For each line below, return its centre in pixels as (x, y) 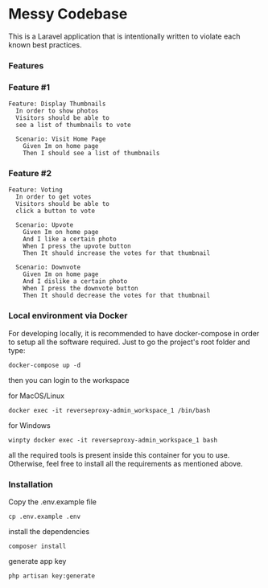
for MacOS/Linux (37, 396)
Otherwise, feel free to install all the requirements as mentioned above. (126, 463)
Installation (31, 484)
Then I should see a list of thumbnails (91, 154)
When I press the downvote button (80, 289)
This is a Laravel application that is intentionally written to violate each (124, 36)
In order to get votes (54, 197)
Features (26, 65)
